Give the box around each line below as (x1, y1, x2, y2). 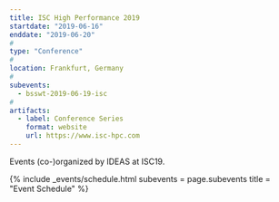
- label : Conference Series (17, 114, 125, 123)
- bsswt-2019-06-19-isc (17, 89, 107, 98)
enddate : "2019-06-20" (9, 30, 95, 39)
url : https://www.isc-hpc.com (25, 131, 141, 140)
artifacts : (9, 106, 51, 115)
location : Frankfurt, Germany (9, 64, 125, 73)
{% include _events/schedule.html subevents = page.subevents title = (9, 173, 271, 184)
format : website (25, 123, 88, 132)
